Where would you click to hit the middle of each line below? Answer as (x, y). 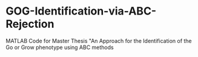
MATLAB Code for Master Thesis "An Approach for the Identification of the (99, 41)
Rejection (30, 24)
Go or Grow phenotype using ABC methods (60, 47)
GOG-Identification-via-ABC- (81, 11)
